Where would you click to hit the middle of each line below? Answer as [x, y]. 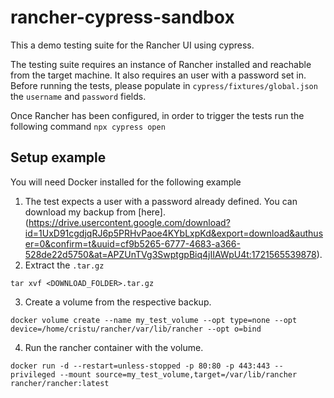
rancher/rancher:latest [60, 383]
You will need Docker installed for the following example [126, 182]
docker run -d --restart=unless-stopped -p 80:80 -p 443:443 [140, 366]
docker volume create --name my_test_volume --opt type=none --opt [154, 320]
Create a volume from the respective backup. [118, 302]
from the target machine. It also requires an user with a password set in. [158, 75]
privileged [33, 374]
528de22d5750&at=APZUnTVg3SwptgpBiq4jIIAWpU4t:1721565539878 [170, 254]
